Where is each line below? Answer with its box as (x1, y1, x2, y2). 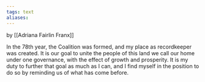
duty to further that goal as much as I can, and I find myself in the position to (6, 62, 199, 70)
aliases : (6, 15, 29, 21)
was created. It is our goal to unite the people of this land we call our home (6, 49, 195, 56)
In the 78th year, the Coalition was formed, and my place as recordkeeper (6, 43, 192, 50)
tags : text (6, 9, 34, 15)
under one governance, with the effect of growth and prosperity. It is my (6, 56, 188, 63)
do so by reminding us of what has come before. (6, 69, 129, 76)
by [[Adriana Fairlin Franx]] (6, 31, 75, 38)
